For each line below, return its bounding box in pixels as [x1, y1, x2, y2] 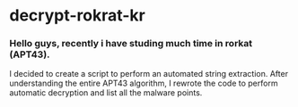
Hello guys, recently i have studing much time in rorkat [9, 37, 253, 50]
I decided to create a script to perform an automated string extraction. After [9, 69, 289, 79]
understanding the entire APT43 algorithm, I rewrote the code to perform [9, 78, 278, 89]
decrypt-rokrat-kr [9, 5, 145, 26]
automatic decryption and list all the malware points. [9, 87, 203, 98]
